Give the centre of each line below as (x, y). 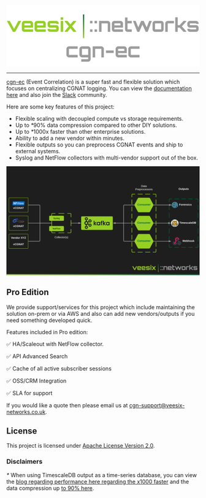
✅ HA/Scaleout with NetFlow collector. (55, 344)
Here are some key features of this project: (60, 107)
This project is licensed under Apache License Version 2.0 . (81, 446)
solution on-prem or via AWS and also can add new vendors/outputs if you (101, 313)
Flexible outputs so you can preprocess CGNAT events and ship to (99, 145)
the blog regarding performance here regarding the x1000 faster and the (98, 481)
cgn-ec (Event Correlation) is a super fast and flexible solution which (93, 82)
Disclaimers (25, 462)
